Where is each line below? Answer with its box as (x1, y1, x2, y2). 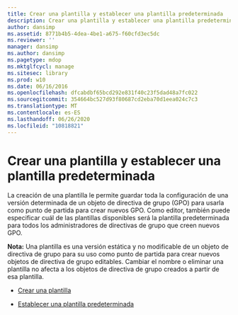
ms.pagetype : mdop (7, 57, 62, 64)
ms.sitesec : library (7, 69, 69, 76)
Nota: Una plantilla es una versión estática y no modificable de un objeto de (7, 242, 229, 251)
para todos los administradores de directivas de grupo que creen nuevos (7, 221, 220, 230)
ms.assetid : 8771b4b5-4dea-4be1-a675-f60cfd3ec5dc (7, 30, 160, 38)
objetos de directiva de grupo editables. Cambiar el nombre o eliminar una (7, 258, 225, 266)
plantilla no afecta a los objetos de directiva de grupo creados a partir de (7, 265, 220, 273)
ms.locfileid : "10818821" (7, 122, 84, 130)
